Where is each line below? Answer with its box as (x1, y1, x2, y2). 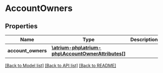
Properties (5, 22, 38, 30)
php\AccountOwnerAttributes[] (51, 50, 126, 57)
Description (130, 36, 158, 43)
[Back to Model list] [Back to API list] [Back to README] (5, 63, 116, 68)
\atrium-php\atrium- (51, 44, 102, 51)
